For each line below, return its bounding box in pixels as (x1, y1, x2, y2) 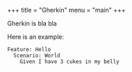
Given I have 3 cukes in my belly (19, 58, 119, 65)
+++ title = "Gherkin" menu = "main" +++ (7, 6, 126, 14)
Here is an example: (7, 33, 65, 41)
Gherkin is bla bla (7, 19, 57, 27)
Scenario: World (13, 52, 60, 59)
